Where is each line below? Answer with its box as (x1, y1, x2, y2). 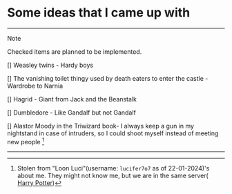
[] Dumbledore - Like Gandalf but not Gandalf (7, 108, 136, 117)
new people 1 (7, 136, 45, 146)
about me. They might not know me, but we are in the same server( (17, 171, 209, 180)
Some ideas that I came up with (7, 5, 191, 21)
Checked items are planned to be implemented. (7, 47, 142, 56)
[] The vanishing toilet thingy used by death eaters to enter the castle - (7, 74, 209, 82)
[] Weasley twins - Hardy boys (7, 61, 94, 69)
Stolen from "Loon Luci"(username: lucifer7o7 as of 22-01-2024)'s (17, 164, 210, 172)
